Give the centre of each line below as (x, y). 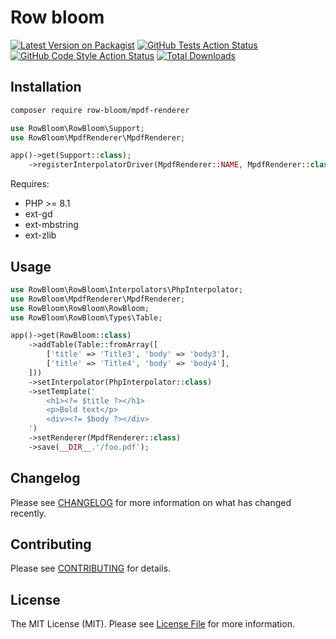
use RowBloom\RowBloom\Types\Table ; (86, 317)
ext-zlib (40, 235)
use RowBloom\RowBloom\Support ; (77, 128)
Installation (46, 87)
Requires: (30, 184)
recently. (28, 513)
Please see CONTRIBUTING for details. (91, 568)
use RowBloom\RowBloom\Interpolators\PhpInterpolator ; (127, 289)
